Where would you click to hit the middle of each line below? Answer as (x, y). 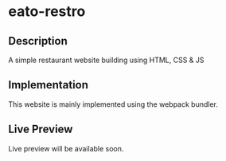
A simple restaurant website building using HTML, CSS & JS (106, 60)
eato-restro (47, 12)
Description (38, 41)
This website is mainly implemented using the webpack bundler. (113, 104)
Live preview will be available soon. (66, 148)
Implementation (49, 85)
